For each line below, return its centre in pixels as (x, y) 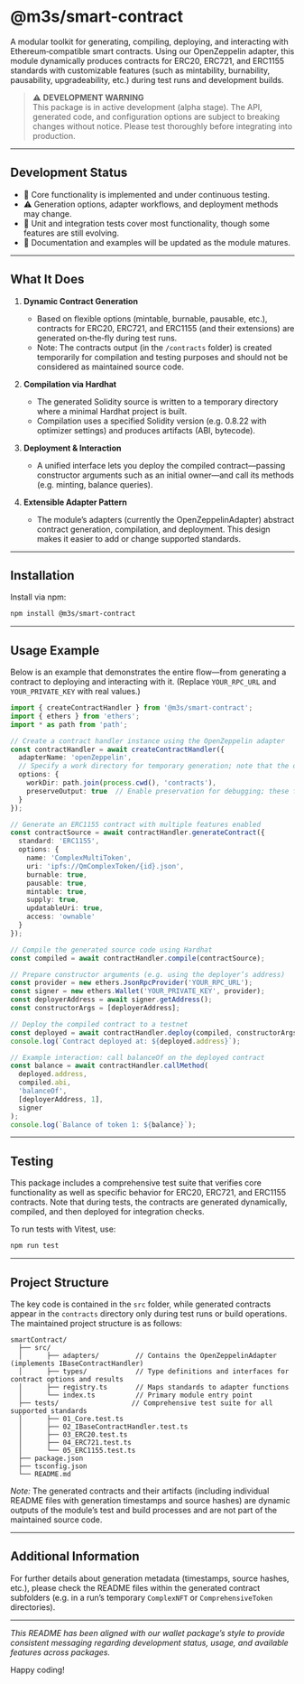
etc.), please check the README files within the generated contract (135, 1587)
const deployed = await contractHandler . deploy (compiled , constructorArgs (154, 1033)
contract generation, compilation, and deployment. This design (153, 529)
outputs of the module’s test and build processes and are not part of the (144, 1510)
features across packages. (60, 1652)
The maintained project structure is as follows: (97, 1323)
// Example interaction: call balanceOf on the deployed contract (138, 1057)
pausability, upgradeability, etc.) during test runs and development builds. (147, 79)
